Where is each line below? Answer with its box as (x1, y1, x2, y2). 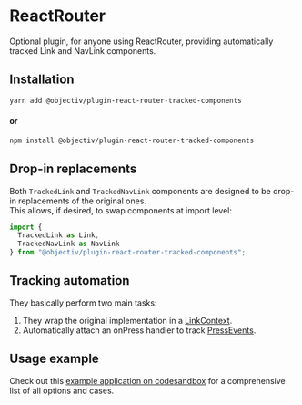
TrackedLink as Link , (17, 231, 100, 240)
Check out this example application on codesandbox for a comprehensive (9, 375, 287, 386)
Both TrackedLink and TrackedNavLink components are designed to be (9, 185, 271, 196)
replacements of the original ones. (17, 195, 147, 206)
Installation (9, 72, 75, 88)
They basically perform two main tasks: (9, 297, 157, 308)
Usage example (9, 351, 100, 367)
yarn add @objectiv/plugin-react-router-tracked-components (9, 96, 243, 105)
